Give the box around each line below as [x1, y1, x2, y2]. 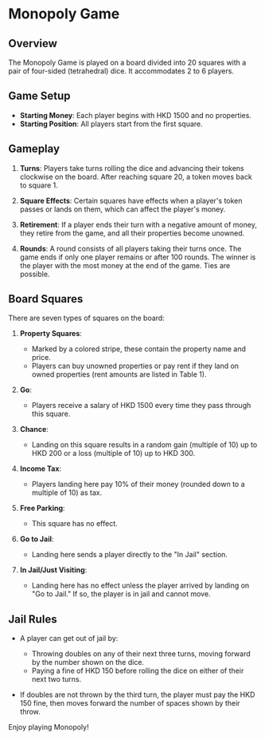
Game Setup [8, 89, 71, 103]
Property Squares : [19, 329, 82, 338]
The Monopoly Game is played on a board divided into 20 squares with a [8, 57, 247, 67]
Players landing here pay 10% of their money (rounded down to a [31, 480, 245, 489]
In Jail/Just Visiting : [19, 565, 88, 575]
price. [31, 353, 52, 362]
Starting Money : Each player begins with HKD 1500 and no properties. [19, 110, 252, 120]
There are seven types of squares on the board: [8, 313, 165, 323]
